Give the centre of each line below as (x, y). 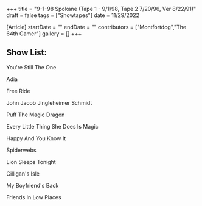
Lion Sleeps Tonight (31, 162)
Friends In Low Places (34, 197)
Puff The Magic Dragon (36, 115)
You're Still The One (31, 67)
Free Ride (18, 91)
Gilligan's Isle (23, 174)
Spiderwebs (21, 150)
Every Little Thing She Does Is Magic (52, 126)
